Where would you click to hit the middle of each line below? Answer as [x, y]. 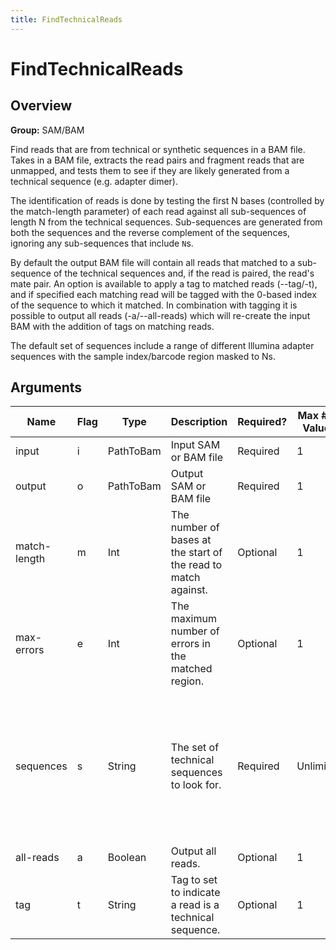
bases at [191, 540]
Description [199, 422]
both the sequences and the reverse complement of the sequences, [150, 232]
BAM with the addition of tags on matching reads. [112, 326]
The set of [195, 748]
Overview [41, 106]
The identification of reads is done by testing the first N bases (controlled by [167, 200]
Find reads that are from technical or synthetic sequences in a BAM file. [158, 149]
